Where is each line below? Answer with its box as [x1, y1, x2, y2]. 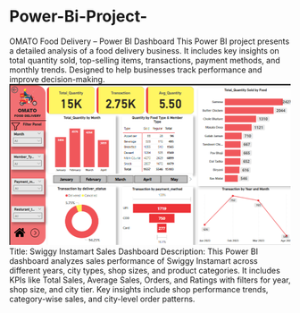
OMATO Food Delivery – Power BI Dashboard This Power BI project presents [9, 36, 290, 47]
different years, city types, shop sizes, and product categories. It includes [9, 265, 281, 275]
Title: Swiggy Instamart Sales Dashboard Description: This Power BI [9, 246, 259, 257]
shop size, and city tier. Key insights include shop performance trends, [9, 283, 269, 294]
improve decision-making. [9, 73, 105, 84]
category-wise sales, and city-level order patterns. [9, 293, 196, 304]
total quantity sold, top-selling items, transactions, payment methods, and [9, 55, 280, 65]
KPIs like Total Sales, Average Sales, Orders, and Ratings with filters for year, [9, 275, 291, 285]
